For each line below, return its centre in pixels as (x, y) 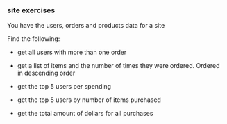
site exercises (31, 10)
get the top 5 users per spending (64, 87)
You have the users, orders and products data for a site (86, 26)
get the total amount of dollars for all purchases (85, 114)
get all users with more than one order (72, 52)
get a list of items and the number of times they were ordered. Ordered (118, 66)
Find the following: (34, 39)
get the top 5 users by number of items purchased (89, 100)
